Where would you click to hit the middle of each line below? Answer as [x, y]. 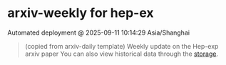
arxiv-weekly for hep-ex [81, 13]
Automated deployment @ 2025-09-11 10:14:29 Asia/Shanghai [99, 32]
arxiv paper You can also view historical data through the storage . [122, 54]
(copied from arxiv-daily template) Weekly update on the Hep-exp [122, 46]
